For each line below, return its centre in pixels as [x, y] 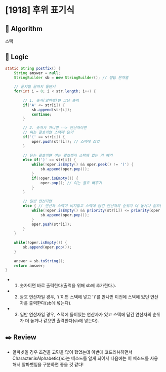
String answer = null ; [37, 73]
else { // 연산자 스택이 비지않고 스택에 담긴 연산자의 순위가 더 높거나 [87, 206]
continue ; [41, 114]
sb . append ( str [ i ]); [51, 110]
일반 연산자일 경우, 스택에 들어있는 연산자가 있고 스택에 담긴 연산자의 [85, 315]
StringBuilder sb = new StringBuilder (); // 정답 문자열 [71, 78]
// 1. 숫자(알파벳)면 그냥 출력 [51, 100]
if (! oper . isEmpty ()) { [55, 178]
